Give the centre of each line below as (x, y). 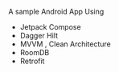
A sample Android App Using (56, 12)
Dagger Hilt (39, 36)
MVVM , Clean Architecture (65, 44)
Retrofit (32, 61)
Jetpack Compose (51, 27)
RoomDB (35, 52)
